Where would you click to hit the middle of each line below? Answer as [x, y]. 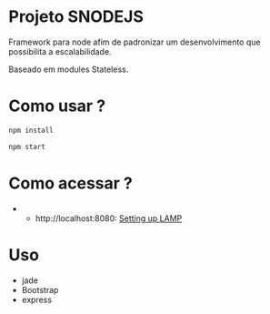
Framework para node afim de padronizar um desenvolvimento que [135, 42]
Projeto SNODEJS [76, 17]
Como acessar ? [70, 183]
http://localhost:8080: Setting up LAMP [109, 218]
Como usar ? [57, 106]
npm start [27, 147]
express [36, 299]
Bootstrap [40, 289]
